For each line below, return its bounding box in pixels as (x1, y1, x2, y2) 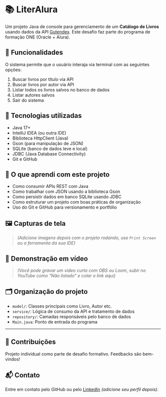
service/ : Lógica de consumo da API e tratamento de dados (12, 308, 135, 314)
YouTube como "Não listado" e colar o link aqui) (17, 273, 116, 279)
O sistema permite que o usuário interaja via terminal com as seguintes (5, 61, 150, 67)
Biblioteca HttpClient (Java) (12, 135, 69, 141)
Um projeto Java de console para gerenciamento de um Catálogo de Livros (5, 23, 159, 30)
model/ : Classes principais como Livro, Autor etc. (12, 303, 112, 309)
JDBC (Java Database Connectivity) (12, 151, 86, 157)
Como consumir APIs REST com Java (12, 183, 89, 189)
